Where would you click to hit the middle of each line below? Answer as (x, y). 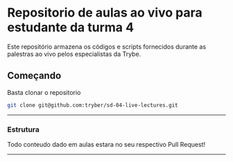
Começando (34, 76)
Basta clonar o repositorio (44, 92)
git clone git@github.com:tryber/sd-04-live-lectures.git (93, 105)
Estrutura (24, 129)
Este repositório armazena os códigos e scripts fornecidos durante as (107, 46)
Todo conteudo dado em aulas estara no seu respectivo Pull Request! (106, 144)
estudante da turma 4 (70, 27)
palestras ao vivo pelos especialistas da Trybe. (74, 54)
